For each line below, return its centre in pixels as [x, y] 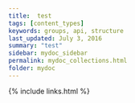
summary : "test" [35, 46]
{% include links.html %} [49, 91]
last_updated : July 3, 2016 [55, 38]
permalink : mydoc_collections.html [68, 61]
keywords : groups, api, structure [66, 31]
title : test [30, 16]
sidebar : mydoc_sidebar [48, 53]
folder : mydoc [32, 68]
